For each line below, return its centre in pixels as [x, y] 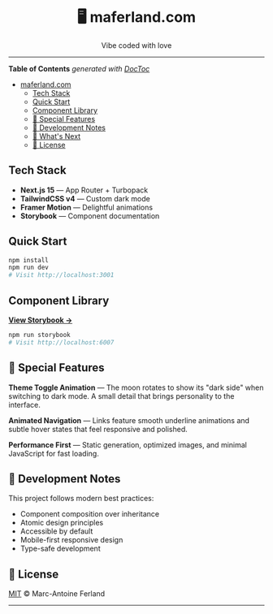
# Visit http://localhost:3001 [61, 275]
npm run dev [28, 268]
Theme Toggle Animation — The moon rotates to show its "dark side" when [136, 387]
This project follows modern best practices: [81, 499]
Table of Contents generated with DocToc [79, 68]
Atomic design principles [62, 523]
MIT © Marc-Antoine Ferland [57, 594]
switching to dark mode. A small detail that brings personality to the [121, 396]
